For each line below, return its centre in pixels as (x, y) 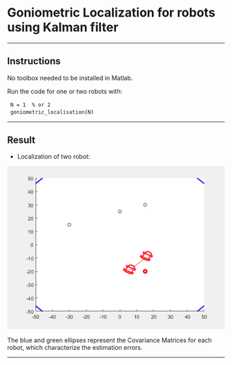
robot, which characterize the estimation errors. (75, 348)
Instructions (34, 61)
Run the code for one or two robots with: (65, 91)
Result (21, 140)
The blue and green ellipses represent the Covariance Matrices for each (109, 340)
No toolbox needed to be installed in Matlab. (70, 78)
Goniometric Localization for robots (111, 13)
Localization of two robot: (54, 157)
